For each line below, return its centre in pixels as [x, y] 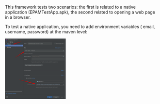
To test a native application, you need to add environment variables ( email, [80, 27]
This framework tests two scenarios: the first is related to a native [70, 7]
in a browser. [18, 17]
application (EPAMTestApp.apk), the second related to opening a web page [80, 12]
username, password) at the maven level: [46, 32]
